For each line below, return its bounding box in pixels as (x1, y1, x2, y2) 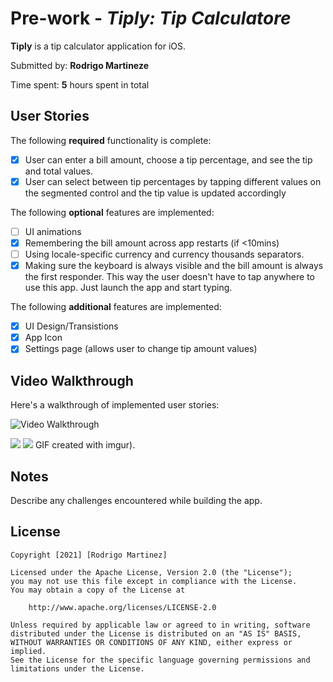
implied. (10, 646, 47, 656)
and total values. (24, 165, 94, 177)
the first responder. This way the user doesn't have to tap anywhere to (24, 271, 315, 283)
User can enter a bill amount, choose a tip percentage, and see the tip (24, 153, 313, 166)
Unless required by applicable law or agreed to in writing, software (10, 620, 311, 630)
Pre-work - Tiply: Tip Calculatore (10, 7, 292, 30)
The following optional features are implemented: (10, 206, 215, 218)
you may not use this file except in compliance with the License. (10, 576, 298, 586)
